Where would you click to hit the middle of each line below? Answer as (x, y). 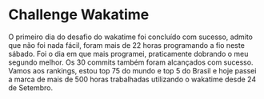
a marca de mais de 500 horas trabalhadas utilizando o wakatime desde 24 (132, 79)
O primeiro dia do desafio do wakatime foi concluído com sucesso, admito (131, 37)
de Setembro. (31, 87)
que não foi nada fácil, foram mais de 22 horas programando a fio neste (127, 45)
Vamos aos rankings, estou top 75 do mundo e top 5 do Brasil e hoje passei (132, 70)
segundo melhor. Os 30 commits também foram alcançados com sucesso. (131, 62)
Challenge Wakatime (79, 15)
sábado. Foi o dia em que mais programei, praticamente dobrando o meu (128, 53)
